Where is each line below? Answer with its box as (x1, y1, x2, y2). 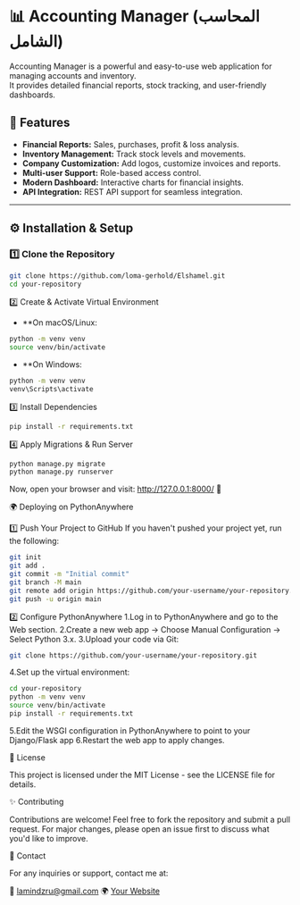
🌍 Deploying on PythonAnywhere (9, 501, 134, 513)
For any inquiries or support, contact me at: (9, 867, 169, 878)
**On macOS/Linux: (21, 317, 98, 328)
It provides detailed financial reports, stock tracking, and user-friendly (9, 80, 267, 90)
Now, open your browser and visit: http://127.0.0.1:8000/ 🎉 (9, 483, 221, 495)
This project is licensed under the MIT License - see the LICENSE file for (9, 769, 275, 780)
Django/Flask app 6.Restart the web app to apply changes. (9, 734, 225, 745)
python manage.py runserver (9, 467, 114, 477)
